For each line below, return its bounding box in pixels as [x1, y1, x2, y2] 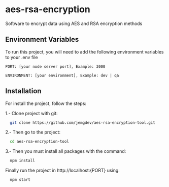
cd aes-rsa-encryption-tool [10, 139, 70, 144]
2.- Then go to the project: [5, 129, 61, 136]
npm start [10, 177, 30, 182]
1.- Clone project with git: [5, 110, 58, 116]
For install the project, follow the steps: [5, 100, 87, 106]
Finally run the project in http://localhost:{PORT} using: [5, 167, 120, 174]
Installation [5, 87, 42, 95]
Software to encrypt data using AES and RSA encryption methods [5, 20, 143, 26]
